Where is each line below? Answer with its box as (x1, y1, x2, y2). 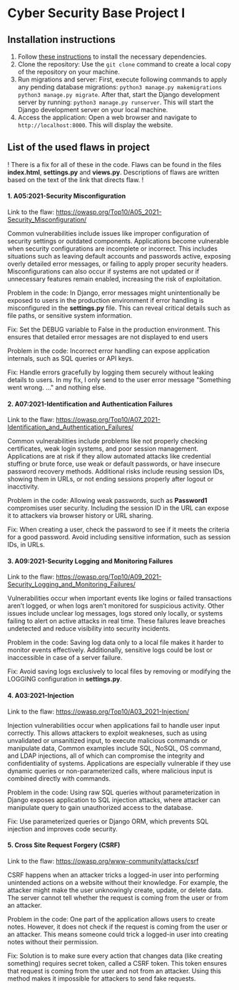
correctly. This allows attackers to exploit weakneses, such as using (7, 729, 207, 737)
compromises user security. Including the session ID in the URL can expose (7, 504, 230, 512)
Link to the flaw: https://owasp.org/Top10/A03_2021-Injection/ (7, 707, 190, 716)
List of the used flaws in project (7, 141, 151, 154)
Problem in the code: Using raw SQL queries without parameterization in (7, 788, 220, 796)
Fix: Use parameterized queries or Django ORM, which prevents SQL (7, 816, 209, 826)
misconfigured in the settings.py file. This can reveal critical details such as (7, 304, 230, 312)
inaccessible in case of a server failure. (7, 654, 123, 662)
